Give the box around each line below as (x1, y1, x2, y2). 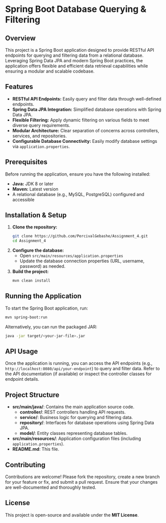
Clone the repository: (12, 224, 57, 230)
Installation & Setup (5, 211, 67, 219)
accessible (12, 197, 35, 203)
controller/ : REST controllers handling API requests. (19, 409, 126, 415)
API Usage (5, 347, 38, 356)
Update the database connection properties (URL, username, (19, 258, 145, 264)
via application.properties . (12, 143, 70, 149)
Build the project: (12, 269, 49, 275)
